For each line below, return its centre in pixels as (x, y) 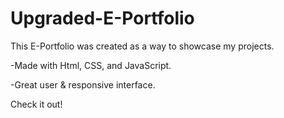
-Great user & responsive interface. (83, 84)
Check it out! (36, 104)
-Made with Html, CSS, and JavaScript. (91, 65)
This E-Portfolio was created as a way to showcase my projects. (142, 46)
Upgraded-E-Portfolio (102, 18)
